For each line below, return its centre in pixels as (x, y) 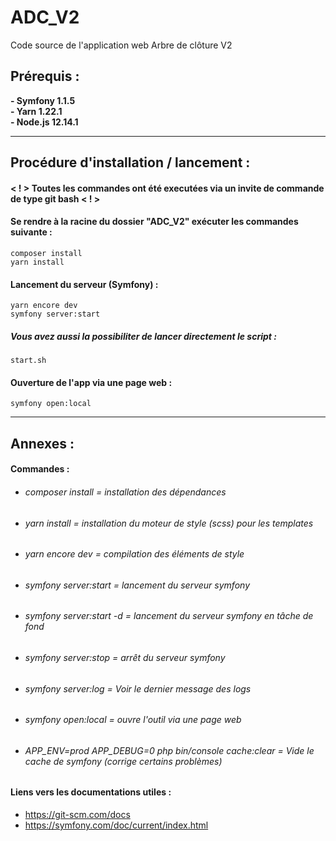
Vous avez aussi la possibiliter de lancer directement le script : (143, 336)
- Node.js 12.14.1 (44, 122)
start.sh (28, 361)
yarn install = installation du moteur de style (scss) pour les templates (169, 523)
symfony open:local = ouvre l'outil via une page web (133, 720)
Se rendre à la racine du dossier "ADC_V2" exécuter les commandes (154, 222)
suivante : (31, 232)
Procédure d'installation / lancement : (130, 162)
